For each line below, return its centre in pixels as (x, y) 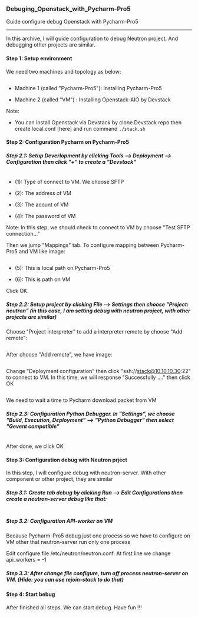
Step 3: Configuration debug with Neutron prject (67, 460)
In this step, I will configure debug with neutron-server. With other (86, 473)
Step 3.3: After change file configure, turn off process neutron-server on (97, 573)
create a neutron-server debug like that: (57, 499)
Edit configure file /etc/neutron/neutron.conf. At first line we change (88, 553)
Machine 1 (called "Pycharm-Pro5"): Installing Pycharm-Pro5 (88, 88)
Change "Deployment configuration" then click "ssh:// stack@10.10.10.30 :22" (98, 371)
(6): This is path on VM (42, 279)
